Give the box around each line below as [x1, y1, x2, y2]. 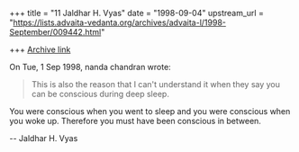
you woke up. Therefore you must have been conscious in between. [9, 116, 261, 126]
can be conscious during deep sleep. [31, 89, 169, 99]
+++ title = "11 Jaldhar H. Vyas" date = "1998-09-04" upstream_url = [9, 8, 264, 18]
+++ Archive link [9, 44, 71, 55]
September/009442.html [9, 27, 102, 37]
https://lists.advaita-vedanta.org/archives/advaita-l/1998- [13, 17, 227, 28]
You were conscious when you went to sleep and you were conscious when [9, 106, 291, 116]
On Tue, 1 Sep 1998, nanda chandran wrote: [9, 62, 171, 72]
